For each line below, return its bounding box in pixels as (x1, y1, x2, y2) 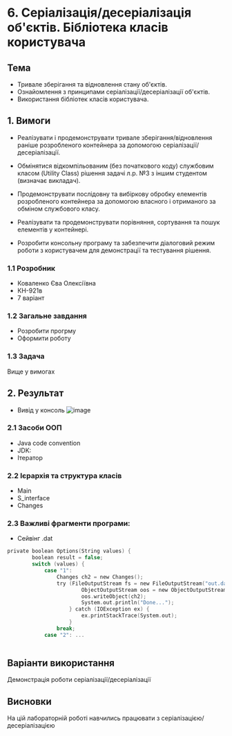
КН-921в (17, 286, 43, 295)
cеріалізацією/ (161, 714, 204, 722)
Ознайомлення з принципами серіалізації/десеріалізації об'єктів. (17, 88, 211, 96)
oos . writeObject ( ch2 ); (81, 593, 147, 600)
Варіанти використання (7, 657, 115, 669)
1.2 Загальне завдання (7, 311, 88, 321)
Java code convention (17, 439, 81, 447)
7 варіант (17, 294, 45, 302)
